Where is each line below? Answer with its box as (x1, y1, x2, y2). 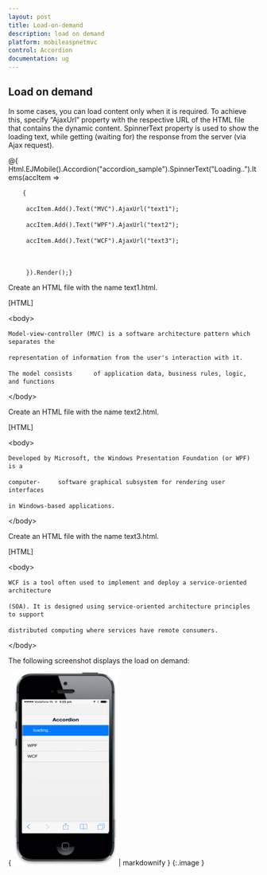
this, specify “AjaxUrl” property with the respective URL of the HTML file (8, 115, 245, 124)
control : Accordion (8, 46, 73, 55)
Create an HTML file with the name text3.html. (8, 531, 159, 541)
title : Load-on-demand (8, 21, 83, 29)
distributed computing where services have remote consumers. (8, 626, 219, 635)
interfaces (8, 486, 44, 494)
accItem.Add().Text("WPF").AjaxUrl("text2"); (25, 221, 180, 229)
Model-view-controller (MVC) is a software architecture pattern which (8, 330, 250, 338)
